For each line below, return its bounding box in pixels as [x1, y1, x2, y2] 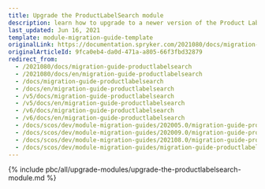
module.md [8, 173, 45, 183]
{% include [8, 165, 44, 174]
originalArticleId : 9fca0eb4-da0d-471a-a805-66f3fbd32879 [8, 48, 203, 56]
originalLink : [8, 41, 55, 49]
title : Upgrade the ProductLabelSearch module [8, 11, 164, 20]
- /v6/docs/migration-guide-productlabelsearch [15, 107, 175, 115]
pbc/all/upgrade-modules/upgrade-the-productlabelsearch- [45, 165, 242, 174]
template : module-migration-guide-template [8, 33, 154, 42]
